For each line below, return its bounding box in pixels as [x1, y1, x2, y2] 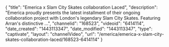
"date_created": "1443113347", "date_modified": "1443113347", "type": [5, 26, 153, 32]
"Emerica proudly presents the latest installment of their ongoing [5, 10, 141, 16]
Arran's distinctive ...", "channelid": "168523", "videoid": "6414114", [5, 20, 145, 26]
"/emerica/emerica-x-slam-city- [97, 31, 164, 37]
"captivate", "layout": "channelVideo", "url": [5, 31, 96, 37]
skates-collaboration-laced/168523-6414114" [5, 36, 100, 42]
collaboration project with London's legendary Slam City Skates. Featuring [5, 15, 161, 21]
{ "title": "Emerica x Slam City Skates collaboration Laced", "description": [5, 5, 158, 10]
